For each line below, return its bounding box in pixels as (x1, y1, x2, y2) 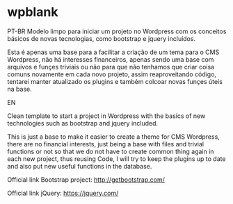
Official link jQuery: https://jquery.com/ (7, 189, 119, 197)
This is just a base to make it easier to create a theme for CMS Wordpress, (7, 133, 220, 141)
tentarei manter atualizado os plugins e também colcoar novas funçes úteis (7, 77, 223, 85)
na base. (7, 85, 33, 93)
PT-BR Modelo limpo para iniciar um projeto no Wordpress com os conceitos (7, 27, 227, 35)
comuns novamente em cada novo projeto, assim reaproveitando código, (7, 70, 217, 78)
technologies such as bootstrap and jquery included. (7, 119, 159, 127)
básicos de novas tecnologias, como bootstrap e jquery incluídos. (7, 34, 196, 42)
